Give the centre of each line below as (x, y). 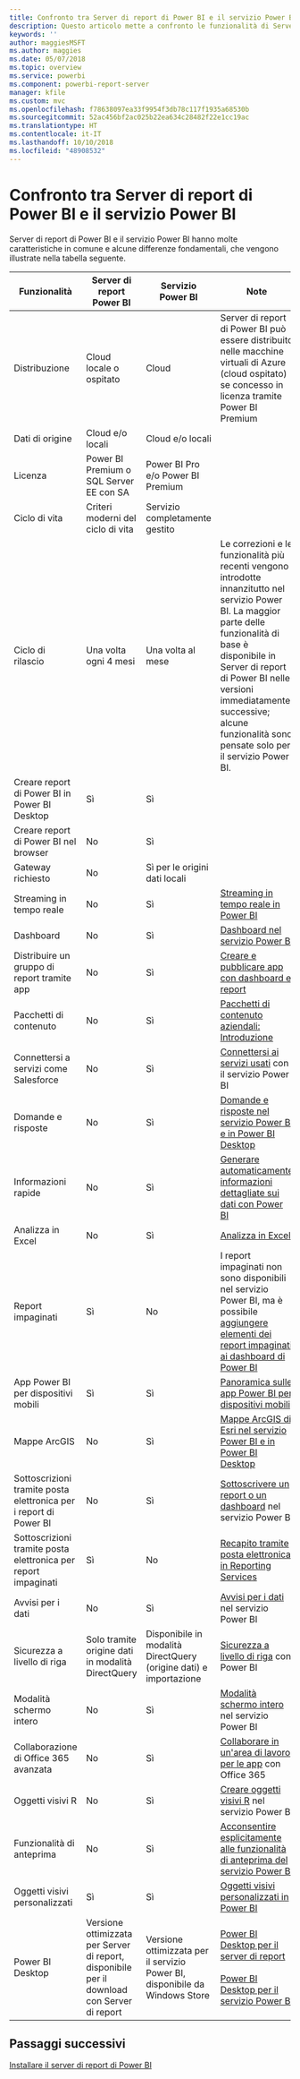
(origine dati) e (177, 1667)
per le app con (250, 1763)
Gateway (32, 867)
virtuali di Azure (253, 362)
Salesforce (37, 1080)
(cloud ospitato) (254, 373)
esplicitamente (251, 1837)
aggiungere (244, 1322)
